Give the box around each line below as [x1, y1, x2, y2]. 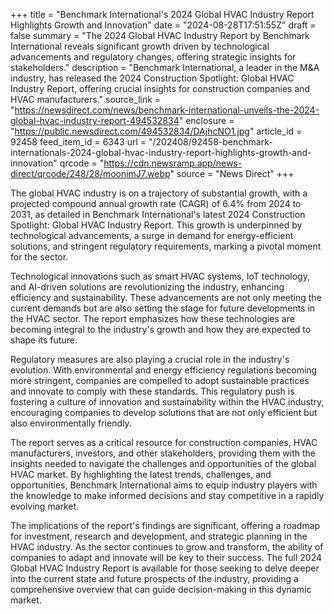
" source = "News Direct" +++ [169, 168, 295, 179]
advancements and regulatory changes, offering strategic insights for [10, 51, 297, 63]
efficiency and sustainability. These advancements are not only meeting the [10, 292, 322, 303]
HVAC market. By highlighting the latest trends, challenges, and [10, 469, 272, 480]
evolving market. [10, 500, 80, 512]
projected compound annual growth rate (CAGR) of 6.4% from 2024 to [10, 198, 302, 209]
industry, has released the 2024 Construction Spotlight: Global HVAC [10, 72, 295, 84]
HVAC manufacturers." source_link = [10, 94, 162, 105]
